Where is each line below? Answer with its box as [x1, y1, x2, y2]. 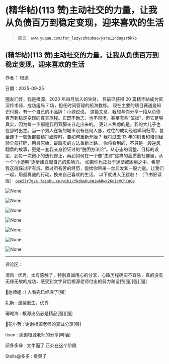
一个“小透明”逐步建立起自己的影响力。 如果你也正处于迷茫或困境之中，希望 [5, 159, 160, 165]
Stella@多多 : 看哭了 [5, 353, 47, 359]
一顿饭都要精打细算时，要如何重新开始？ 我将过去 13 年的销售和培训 [18, 134, 159, 140]
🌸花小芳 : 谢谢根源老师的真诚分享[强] [5, 321, 81, 327]
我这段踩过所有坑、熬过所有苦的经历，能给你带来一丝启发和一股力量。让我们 [5, 165, 164, 171]
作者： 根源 [5, 74, 29, 80]
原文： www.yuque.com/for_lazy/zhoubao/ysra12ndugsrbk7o [17, 35, 137, 41]
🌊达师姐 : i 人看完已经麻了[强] [5, 289, 66, 295]
